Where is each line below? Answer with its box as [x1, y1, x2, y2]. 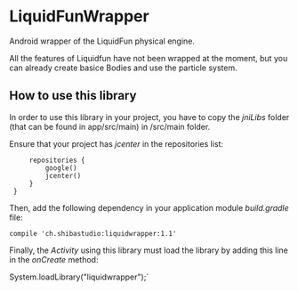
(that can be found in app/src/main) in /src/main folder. [9, 121, 211, 132]
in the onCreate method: [9, 254, 99, 264]
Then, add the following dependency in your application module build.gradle [9, 202, 289, 213]
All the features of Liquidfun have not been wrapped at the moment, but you [9, 53, 288, 63]
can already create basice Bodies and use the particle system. [9, 62, 238, 73]
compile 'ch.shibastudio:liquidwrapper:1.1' [9, 229, 177, 238]
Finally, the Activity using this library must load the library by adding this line [9, 245, 289, 255]
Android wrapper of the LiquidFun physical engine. [9, 36, 196, 46]
